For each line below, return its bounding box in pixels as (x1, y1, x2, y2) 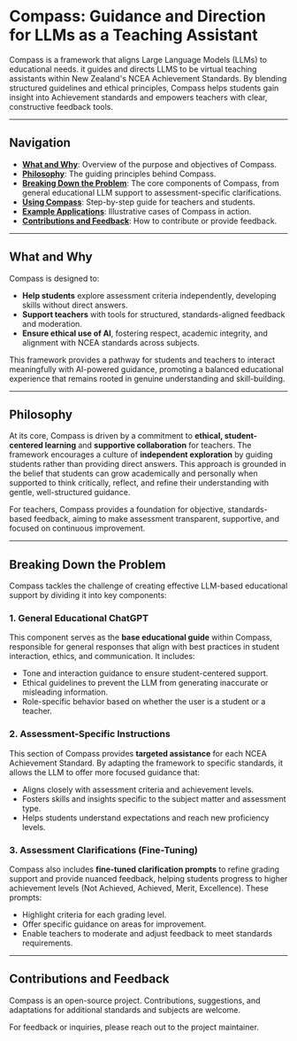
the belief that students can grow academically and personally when (9, 468, 258, 479)
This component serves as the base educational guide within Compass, (9, 632, 272, 643)
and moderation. (21, 318, 82, 329)
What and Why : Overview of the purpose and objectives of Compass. (21, 159, 277, 169)
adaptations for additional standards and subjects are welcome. (9, 1004, 241, 1015)
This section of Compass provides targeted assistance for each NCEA (9, 748, 267, 758)
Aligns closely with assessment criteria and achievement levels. (21, 784, 255, 795)
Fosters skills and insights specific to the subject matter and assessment (21, 793, 286, 804)
